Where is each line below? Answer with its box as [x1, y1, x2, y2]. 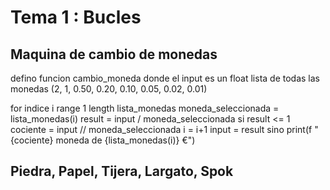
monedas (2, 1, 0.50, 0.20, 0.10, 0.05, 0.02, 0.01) [10, 83, 208, 95]
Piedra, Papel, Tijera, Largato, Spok [10, 163, 234, 180]
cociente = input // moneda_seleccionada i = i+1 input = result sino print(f [10, 124, 313, 135]
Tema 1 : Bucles [10, 6, 142, 29]
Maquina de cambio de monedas [10, 46, 218, 63]
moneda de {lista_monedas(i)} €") [55, 134, 196, 146]
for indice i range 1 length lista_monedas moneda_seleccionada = [10, 102, 280, 114]
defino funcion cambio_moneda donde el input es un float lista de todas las [10, 72, 320, 84]
